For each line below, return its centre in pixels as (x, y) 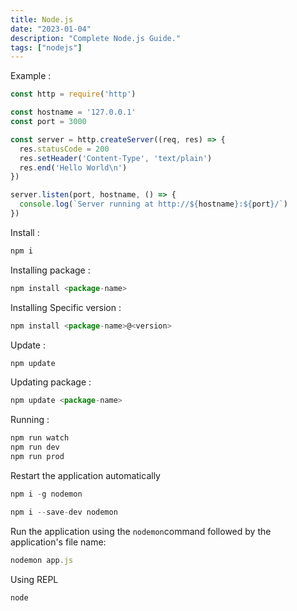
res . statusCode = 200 (64, 149)
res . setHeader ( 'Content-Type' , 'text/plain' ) (116, 158)
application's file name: (58, 542)
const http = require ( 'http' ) (73, 94)
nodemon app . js (42, 560)
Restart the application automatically (85, 475)
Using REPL (34, 579)
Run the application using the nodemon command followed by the (141, 531)
